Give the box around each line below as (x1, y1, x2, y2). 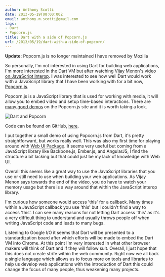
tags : (5, 21, 16, 26)
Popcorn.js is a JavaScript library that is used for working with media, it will (5, 93, 158, 99)
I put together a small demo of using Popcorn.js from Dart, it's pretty (5, 132, 144, 138)
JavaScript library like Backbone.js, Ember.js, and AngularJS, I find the (5, 148, 148, 154)
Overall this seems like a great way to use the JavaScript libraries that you (5, 168, 156, 174)
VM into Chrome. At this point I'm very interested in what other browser (5, 240, 151, 246)
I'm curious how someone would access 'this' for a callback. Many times (5, 199, 153, 205)
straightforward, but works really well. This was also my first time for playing (5, 138, 161, 143)
